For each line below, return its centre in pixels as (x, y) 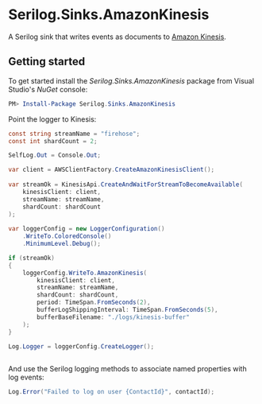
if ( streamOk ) (32, 258)
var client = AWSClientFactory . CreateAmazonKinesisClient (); (112, 170)
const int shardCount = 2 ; (53, 141)
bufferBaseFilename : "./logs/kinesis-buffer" (114, 317)
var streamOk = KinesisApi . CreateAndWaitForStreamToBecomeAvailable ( (126, 185)
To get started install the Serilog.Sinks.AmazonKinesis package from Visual (131, 80)
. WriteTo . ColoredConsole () (67, 236)
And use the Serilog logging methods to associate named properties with (128, 369)
